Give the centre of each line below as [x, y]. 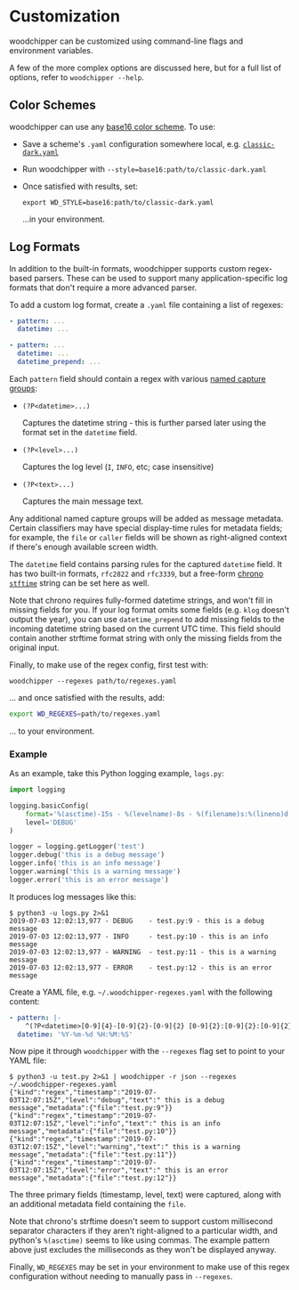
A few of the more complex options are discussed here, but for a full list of [145, 68]
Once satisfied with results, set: [80, 186]
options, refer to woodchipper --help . [77, 77]
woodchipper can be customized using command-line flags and [126, 41]
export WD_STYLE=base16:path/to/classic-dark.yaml [118, 202]
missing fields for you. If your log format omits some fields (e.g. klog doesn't [149, 609]
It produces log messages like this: [73, 897]
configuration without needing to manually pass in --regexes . [121, 1277]
